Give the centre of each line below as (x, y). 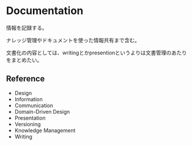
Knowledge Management (45, 130)
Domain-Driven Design (42, 111)
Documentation (45, 11)
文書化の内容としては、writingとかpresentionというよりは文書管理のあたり (97, 52)
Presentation (30, 118)
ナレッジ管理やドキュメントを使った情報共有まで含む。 (73, 40)
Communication (34, 105)
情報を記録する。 (27, 28)
